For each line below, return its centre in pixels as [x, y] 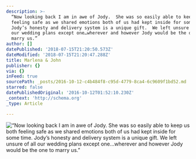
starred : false [24, 87]
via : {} [15, 71]
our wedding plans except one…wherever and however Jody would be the [99, 33]
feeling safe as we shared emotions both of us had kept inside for [96, 22]
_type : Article [24, 103]
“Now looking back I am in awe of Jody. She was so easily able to [96, 17]
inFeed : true [22, 76]
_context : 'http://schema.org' [44, 98]
